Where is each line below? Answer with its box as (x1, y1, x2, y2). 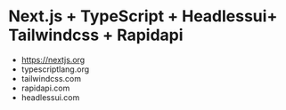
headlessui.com (20, 91, 80, 103)
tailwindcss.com (20, 73, 82, 83)
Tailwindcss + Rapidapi (8, 25, 184, 45)
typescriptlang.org (20, 64, 90, 75)
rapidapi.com (20, 82, 70, 93)
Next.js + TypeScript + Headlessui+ (8, 6, 278, 27)
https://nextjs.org (20, 54, 86, 65)
